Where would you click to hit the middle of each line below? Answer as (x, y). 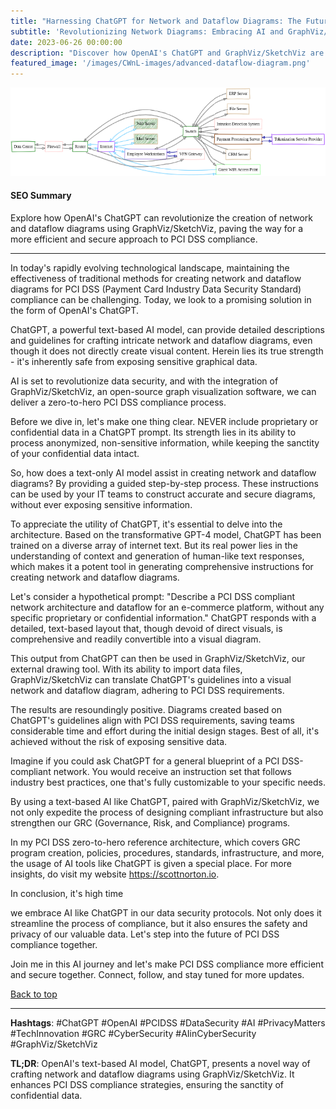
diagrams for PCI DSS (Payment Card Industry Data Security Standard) (156, 289)
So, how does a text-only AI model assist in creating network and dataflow (163, 473)
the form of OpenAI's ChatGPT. (74, 311)
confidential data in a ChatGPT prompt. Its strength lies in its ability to (153, 432)
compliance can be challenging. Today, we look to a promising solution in (161, 300)
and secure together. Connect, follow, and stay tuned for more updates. (157, 975)
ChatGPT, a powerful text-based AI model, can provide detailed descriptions (167, 330)
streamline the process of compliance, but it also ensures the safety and (159, 924)
